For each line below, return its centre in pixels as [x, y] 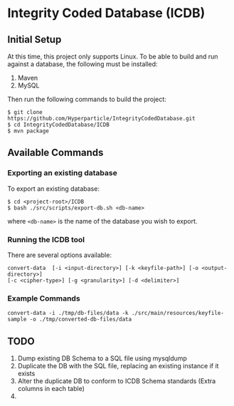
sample [17, 319]
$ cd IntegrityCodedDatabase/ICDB [59, 125]
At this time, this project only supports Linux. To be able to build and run [113, 56]
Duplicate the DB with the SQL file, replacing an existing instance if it [118, 366]
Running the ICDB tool [46, 239]
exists [26, 374]
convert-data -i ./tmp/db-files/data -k [68, 313]
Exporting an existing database [62, 173]
